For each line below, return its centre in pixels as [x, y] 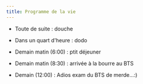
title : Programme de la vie [41, 12]
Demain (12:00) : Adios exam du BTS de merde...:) [76, 74]
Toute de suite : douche [44, 29]
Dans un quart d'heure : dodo [51, 40]
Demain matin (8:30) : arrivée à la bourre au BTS [74, 63]
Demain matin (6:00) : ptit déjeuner [58, 52]
